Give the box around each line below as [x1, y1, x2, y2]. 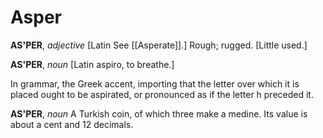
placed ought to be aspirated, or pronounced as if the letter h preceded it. [10, 88, 314, 100]
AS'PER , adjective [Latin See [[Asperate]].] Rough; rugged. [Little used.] [10, 39, 308, 51]
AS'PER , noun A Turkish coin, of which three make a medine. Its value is [10, 107, 308, 120]
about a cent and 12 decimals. [10, 118, 134, 130]
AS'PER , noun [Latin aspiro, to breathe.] [10, 58, 175, 70]
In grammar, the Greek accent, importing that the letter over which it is [10, 77, 300, 90]
